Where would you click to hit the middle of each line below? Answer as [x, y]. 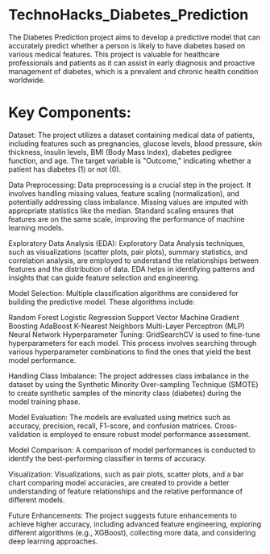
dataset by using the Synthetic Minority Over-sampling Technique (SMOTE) [133, 384]
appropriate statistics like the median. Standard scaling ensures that [121, 210]
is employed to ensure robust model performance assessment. [147, 434]
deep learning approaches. [53, 541]
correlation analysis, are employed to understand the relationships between [134, 260]
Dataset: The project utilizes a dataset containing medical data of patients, [132, 135]
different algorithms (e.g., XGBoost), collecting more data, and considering [132, 532]
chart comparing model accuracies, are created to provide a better [119, 482]
